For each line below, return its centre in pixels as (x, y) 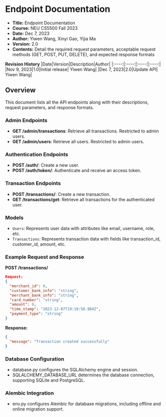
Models (14, 218)
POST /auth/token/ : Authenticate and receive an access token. (77, 171)
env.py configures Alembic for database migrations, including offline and (86, 404)
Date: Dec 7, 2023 (31, 33)
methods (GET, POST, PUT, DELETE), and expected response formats (83, 54)
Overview (21, 90)
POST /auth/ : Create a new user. (46, 165)
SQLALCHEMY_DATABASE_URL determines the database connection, (83, 375)
